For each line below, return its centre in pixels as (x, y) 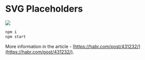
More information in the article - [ (40, 46)
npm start (16, 37)
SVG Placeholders (44, 9)
